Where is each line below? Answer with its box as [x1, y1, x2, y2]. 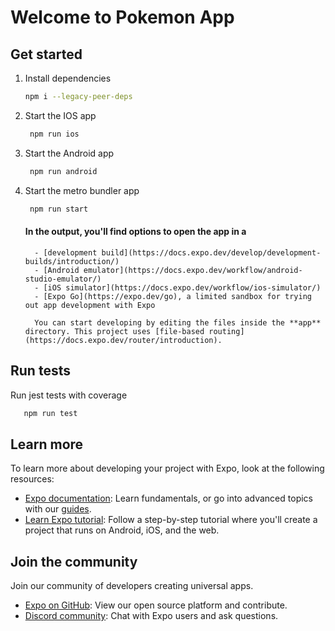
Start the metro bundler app [24, 184, 140, 196]
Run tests [10, 362, 71, 380]
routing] [208, 326, 245, 336]
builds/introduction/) [24, 256, 120, 266]
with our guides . [24, 503, 92, 515]
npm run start [29, 204, 89, 214]
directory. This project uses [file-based [24, 326, 205, 336]
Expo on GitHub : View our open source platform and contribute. [24, 599, 288, 611]
